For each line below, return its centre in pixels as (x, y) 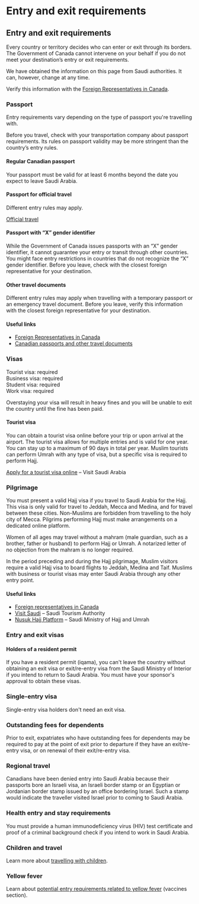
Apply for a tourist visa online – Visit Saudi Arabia (66, 472)
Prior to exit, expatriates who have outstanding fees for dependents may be (98, 738)
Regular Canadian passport (41, 161)
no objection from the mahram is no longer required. (70, 550)
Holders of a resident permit (41, 649)
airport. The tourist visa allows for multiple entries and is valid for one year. (97, 442)
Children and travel (34, 848)
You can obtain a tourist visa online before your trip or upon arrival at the (95, 435)
